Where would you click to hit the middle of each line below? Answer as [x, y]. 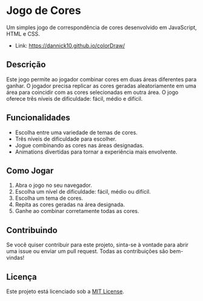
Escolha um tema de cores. [49, 198]
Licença [22, 277]
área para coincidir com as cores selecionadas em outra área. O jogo [92, 92]
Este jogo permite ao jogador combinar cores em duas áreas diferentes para [101, 79]
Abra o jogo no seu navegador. [54, 185]
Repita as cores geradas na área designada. [70, 205]
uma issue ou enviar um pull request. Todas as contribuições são [87, 251]
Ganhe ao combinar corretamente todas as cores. [77, 211]
